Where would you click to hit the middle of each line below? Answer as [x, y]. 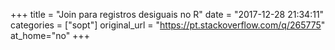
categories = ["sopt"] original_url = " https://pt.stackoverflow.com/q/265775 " [168, 25]
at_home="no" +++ [50, 35]
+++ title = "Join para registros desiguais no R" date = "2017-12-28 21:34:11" [167, 14]
